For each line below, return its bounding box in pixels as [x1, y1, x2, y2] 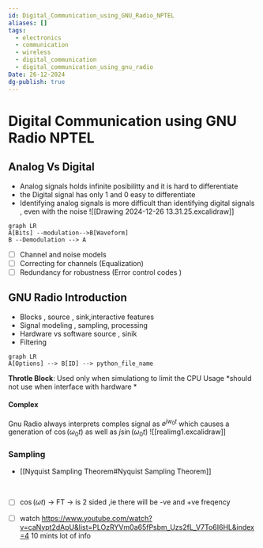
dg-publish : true [8, 78, 66, 86]
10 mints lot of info [31, 531, 91, 540]
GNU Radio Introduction [8, 291, 128, 305]
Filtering [19, 337, 47, 347]
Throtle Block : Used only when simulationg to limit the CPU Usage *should [8, 373, 252, 382]
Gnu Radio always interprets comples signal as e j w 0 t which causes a [8, 417, 230, 428]
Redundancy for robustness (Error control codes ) [19, 267, 182, 277]
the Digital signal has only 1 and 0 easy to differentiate [19, 189, 196, 199]
